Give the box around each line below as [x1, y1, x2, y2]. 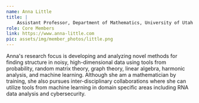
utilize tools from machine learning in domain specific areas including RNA [6, 84, 189, 91]
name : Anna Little [6, 8, 52, 15]
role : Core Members [6, 25, 55, 31]
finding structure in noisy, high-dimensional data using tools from [6, 59, 167, 66]
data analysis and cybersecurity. [6, 90, 86, 97]
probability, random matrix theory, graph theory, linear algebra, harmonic [6, 65, 185, 72]
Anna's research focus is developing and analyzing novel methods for [6, 53, 178, 59]
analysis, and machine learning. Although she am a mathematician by [6, 72, 176, 78]
